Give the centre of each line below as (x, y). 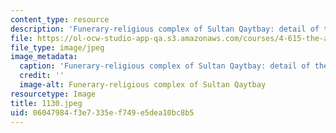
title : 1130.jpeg (46, 103)
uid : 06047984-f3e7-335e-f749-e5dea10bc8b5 (102, 112)
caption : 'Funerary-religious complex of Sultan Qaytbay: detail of (165, 66)
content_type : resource (60, 19)
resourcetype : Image (53, 94)
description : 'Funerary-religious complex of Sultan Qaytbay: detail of (165, 29)
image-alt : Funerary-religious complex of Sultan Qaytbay (143, 85)
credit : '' (42, 76)
